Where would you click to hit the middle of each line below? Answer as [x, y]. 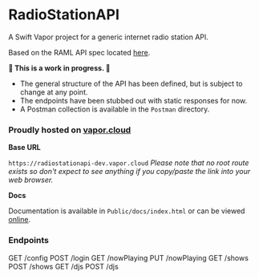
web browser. [31, 180]
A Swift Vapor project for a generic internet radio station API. [108, 37]
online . [19, 220]
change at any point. [54, 92]
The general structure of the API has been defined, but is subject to [131, 83]
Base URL [25, 148]
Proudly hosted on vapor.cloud [70, 130]
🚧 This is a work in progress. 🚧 [59, 68]
